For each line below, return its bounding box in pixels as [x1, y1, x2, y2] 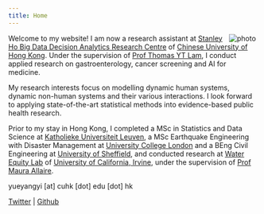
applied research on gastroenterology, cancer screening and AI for [8, 59, 227, 68]
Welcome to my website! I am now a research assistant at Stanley [8, 33, 223, 43]
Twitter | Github [8, 196, 60, 206]
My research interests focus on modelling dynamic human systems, [8, 83, 230, 92]
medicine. [8, 67, 41, 76]
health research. [8, 108, 62, 118]
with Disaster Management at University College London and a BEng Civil [8, 140, 249, 150]
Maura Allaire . [8, 165, 54, 175]
